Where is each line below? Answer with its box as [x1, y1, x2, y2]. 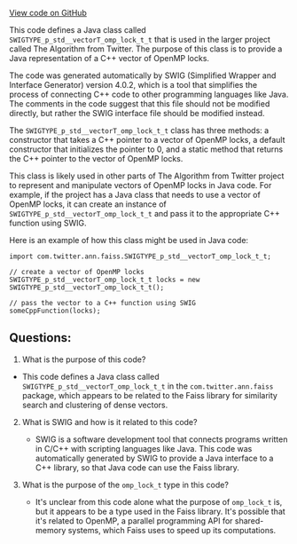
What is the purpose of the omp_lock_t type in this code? [21, 479, 229, 490]
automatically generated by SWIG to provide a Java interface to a [35, 453, 274, 463]
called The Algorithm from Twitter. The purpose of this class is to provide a [9, 43, 283, 54]
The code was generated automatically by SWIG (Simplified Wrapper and [9, 70, 277, 81]
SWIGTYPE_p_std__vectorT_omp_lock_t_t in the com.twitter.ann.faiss [21, 381, 274, 391]
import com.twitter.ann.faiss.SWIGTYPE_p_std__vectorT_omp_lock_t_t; [9, 252, 272, 261]
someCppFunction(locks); [9, 306, 101, 315]
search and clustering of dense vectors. [21, 399, 168, 410]
